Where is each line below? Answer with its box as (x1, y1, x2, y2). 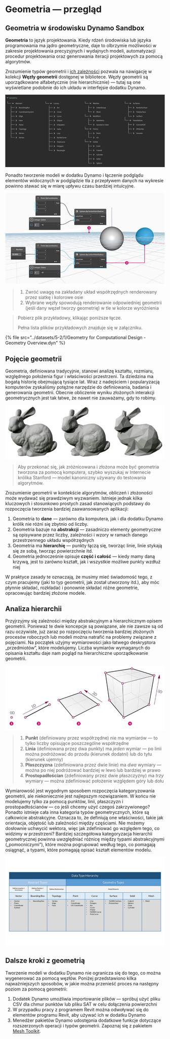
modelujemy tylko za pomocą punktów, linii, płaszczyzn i (5, 798, 123, 804)
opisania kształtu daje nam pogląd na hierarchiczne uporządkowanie (5, 650, 148, 656)
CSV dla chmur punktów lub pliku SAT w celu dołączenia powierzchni (12, 1001, 157, 1007)
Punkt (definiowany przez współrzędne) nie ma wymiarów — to (25, 735, 158, 741)
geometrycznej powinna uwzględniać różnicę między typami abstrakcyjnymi (5, 836, 164, 842)
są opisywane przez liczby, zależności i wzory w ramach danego (12, 531, 148, 537)
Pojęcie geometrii (5, 354, 62, 363)
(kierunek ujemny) (25, 756, 63, 762)
